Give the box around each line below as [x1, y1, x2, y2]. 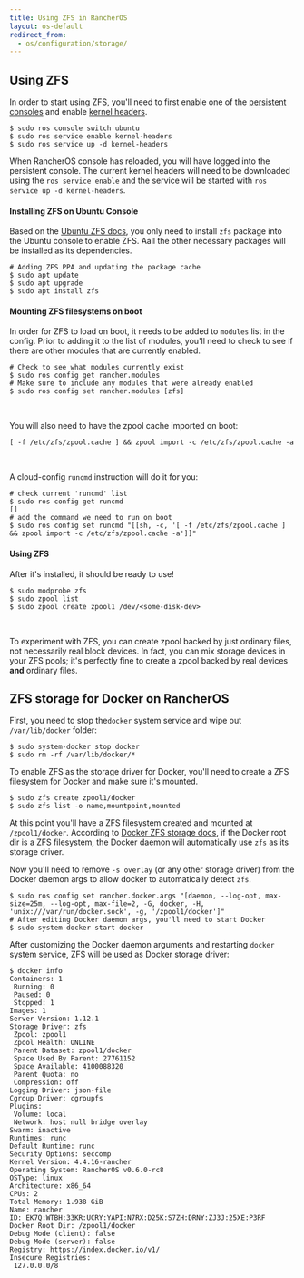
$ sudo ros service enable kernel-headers [9, 132, 172, 141]
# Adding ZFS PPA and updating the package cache [9, 263, 201, 272]
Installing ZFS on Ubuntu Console [9, 206, 139, 217]
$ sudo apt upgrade [9, 279, 83, 288]
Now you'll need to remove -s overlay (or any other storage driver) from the [9, 864, 295, 875]
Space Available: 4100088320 [13, 1062, 124, 1071]
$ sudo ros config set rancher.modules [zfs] [9, 387, 184, 396]
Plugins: [9, 1102, 43, 1111]
